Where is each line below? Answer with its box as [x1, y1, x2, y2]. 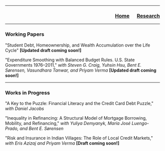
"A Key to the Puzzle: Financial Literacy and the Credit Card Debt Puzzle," [5, 100, 154, 106]
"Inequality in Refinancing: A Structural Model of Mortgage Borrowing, [5, 115, 147, 121]
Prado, [5, 126, 19, 131]
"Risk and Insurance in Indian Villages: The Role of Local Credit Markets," [5, 135, 153, 141]
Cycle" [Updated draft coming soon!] [5, 47, 82, 53]
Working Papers [5, 31, 45, 38]
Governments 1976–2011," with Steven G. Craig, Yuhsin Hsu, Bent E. [5, 62, 142, 68]
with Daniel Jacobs [5, 105, 44, 111]
